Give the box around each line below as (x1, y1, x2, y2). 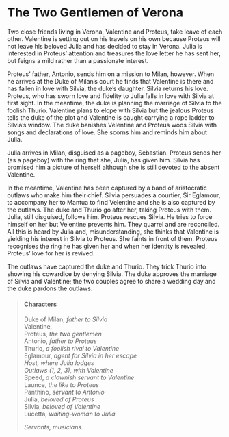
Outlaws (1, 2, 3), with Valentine (23, 366, 114, 375)
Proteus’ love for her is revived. (7, 249, 95, 258)
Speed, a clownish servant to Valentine (23, 373, 135, 382)
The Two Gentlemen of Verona (7, 5, 184, 21)
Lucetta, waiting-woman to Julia (23, 410, 116, 419)
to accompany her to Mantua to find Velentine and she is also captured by (7, 198, 215, 206)
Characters (23, 300, 57, 308)
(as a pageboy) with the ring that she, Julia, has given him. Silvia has (7, 155, 200, 164)
